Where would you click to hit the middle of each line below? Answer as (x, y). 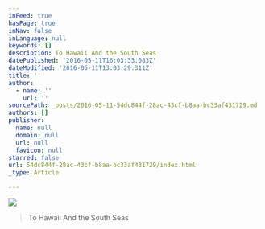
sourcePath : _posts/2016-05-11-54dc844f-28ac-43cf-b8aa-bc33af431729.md (133, 105)
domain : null (37, 135)
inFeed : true (30, 16)
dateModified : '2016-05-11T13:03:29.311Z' (81, 68)
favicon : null (39, 150)
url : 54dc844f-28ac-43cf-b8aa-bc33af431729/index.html (102, 166)
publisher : (27, 121)
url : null (32, 143)
